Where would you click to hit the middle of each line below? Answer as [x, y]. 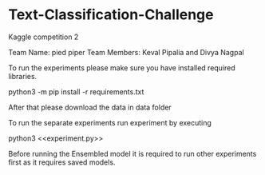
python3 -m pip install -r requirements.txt [76, 91]
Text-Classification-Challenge [111, 15]
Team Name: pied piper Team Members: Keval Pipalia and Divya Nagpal [127, 52]
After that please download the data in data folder [90, 107]
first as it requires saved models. [62, 162]
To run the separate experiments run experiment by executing [110, 122]
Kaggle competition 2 [44, 37]
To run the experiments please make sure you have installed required [122, 68]
